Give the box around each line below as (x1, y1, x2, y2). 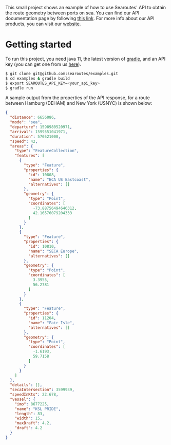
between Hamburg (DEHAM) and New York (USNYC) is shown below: (5, 100, 153, 106)
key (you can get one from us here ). (5, 61, 81, 67)
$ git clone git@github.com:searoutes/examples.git (5, 71, 118, 76)
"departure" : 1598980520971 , (10, 124, 72, 130)
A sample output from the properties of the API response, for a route (5, 95, 150, 101)
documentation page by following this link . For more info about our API (5, 15, 155, 21)
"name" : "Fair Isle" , (28, 320, 74, 325)
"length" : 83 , (14, 411, 45, 416)
